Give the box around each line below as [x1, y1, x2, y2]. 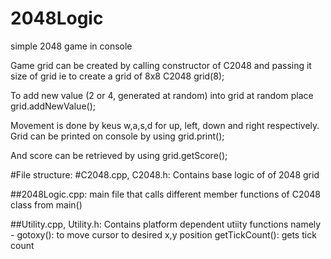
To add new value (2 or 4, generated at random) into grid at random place [10, 89, 314, 101]
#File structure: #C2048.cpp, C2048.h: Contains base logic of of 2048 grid [10, 168, 320, 181]
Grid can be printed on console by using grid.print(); [10, 130, 225, 142]
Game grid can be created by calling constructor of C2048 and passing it [10, 59, 312, 71]
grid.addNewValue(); [10, 100, 96, 112]
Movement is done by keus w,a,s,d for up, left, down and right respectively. [10, 119, 320, 131]
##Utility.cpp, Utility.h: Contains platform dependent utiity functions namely [10, 218, 322, 230]
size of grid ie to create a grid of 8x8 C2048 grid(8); [10, 70, 225, 82]
